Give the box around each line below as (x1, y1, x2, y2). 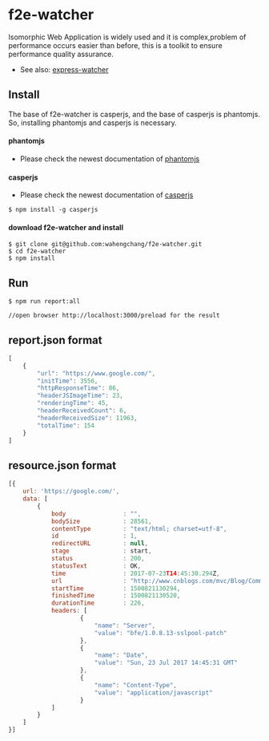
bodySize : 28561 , (50, 517, 152, 525)
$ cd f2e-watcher (8, 247, 66, 256)
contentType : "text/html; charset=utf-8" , (50, 524, 227, 532)
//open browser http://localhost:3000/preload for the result (8, 311, 220, 320)
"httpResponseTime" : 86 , (37, 384, 120, 392)
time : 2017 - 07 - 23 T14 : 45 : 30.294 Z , (50, 569, 220, 577)
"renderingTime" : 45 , (37, 399, 110, 407)
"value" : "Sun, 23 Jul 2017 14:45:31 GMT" (94, 659, 239, 667)
